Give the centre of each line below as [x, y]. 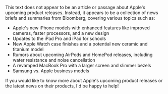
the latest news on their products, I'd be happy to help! [62, 86]
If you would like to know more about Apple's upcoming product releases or [84, 81]
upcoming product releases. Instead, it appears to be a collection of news [82, 13]
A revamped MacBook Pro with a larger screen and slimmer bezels [82, 65]
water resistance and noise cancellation [54, 60]
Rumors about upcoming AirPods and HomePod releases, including [82, 55]
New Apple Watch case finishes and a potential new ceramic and [80, 44]
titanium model [28, 49]
